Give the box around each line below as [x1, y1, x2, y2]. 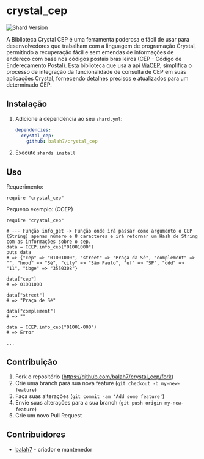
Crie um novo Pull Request [15, 412, 82, 419]
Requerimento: [6, 183, 44, 190]
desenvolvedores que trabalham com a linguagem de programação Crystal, [6, 42, 197, 49]
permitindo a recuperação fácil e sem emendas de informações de [6, 48, 174, 56]
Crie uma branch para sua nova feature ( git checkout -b [15, 380, 159, 386]
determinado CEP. [6, 81, 52, 89]
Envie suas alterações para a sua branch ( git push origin [15, 399, 162, 406]
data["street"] [6, 292, 45, 298]
